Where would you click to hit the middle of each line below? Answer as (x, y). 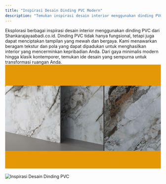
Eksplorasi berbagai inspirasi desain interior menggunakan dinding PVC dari (82, 30)
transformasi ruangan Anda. (34, 62)
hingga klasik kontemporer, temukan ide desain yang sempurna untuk (76, 56)
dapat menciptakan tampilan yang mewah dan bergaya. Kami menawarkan (81, 41)
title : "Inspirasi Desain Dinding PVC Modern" (54, 10)
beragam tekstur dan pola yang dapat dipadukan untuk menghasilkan (76, 46)
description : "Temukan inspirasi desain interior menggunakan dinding (79, 16)
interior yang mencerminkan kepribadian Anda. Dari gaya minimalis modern (82, 51)
